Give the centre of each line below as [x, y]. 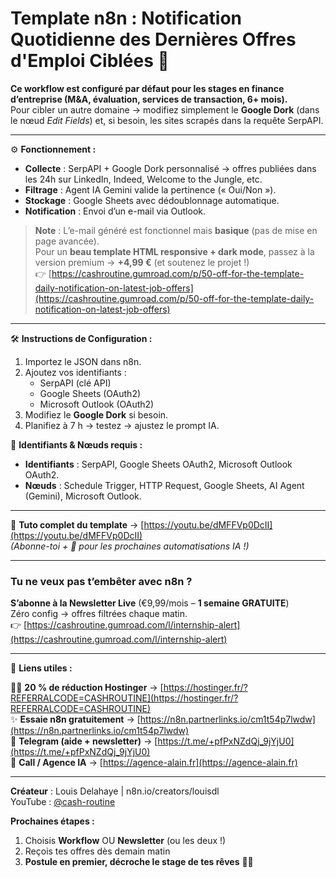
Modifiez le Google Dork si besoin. [96, 414]
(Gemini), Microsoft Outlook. [83, 496]
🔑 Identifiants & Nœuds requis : [76, 444]
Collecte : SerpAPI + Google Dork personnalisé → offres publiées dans [170, 168]
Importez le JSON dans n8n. [83, 361]
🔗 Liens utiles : [41, 668]
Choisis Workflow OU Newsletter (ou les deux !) [125, 841]
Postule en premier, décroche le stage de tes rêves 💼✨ [139, 862]
